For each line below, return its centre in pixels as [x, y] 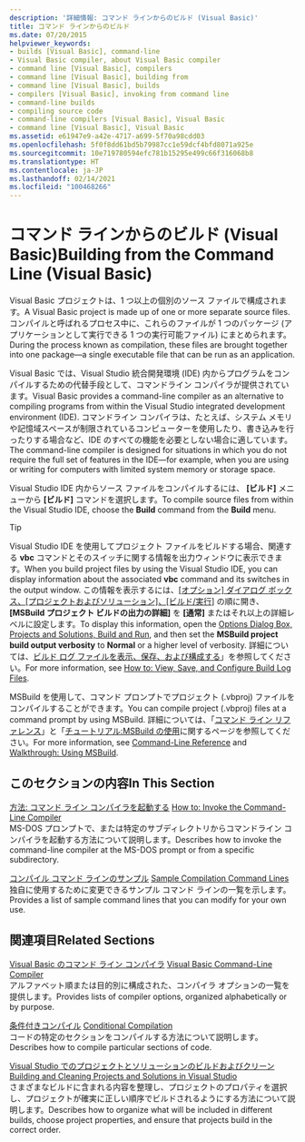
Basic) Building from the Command [142, 255]
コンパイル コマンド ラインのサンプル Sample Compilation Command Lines [149, 878]
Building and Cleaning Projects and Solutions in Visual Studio [123, 1076]
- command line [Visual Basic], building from [99, 77]
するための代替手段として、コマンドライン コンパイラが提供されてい [161, 385]
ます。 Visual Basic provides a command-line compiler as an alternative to [147, 396]
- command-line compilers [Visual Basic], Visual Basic [117, 119]
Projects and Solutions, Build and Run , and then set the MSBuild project [144, 634]
